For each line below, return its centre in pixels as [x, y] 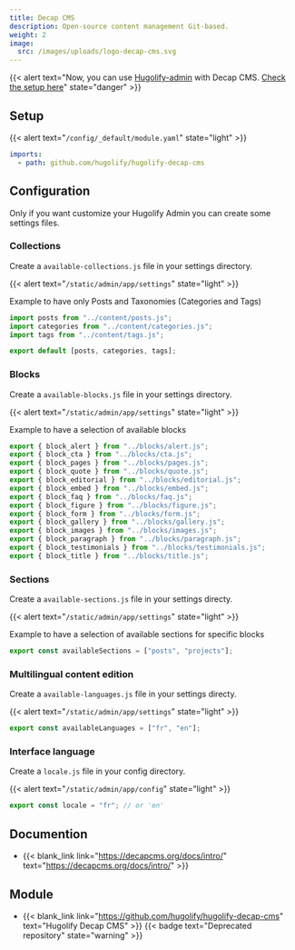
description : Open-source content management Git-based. [119, 26]
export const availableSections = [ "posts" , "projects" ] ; [121, 651]
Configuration [50, 191]
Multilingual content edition [72, 674]
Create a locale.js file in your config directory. [98, 771]
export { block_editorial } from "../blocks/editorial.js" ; [126, 480]
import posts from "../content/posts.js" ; [91, 318]
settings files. [34, 223]
